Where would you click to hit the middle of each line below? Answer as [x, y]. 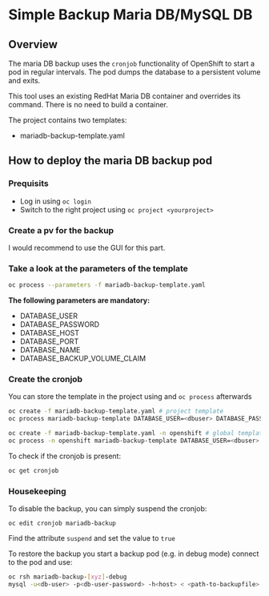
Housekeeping [37, 491]
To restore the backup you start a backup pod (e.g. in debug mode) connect [134, 554]
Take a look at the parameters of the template [98, 268]
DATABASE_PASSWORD [60, 324]
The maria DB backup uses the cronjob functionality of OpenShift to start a [131, 63]
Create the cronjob [45, 380]
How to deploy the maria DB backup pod [110, 161]
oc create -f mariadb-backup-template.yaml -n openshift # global [121, 433]
